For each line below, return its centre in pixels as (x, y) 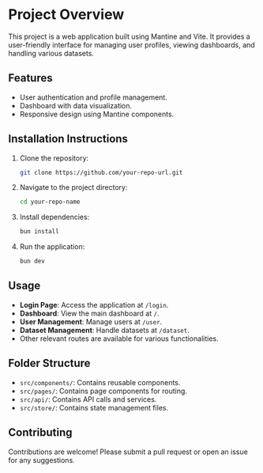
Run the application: (52, 247)
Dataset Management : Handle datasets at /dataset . (104, 330)
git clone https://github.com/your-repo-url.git (101, 172)
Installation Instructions (68, 139)
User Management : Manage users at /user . (91, 321)
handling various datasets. (51, 53)
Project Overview (66, 15)
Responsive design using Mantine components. (97, 114)
